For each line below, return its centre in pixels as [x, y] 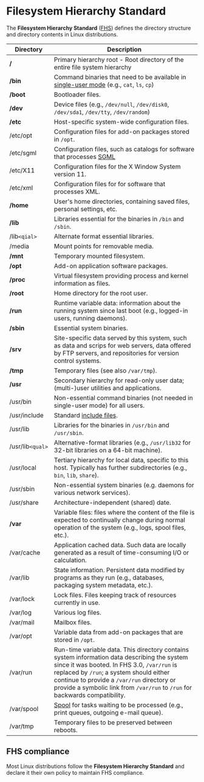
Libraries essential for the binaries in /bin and [119, 218]
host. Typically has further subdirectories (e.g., [121, 467]
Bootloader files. [77, 94]
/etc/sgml [23, 153]
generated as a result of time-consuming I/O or [121, 552]
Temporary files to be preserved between [113, 722]
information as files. [82, 283]
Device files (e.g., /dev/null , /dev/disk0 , [111, 104]
